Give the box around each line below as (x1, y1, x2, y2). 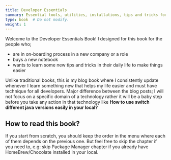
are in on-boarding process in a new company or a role (12, 51, 128, 57)
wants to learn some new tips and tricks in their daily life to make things (12, 62, 163, 68)
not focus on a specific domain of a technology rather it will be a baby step (5, 94, 162, 100)
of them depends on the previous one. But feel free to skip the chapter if (5, 139, 157, 145)
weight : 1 (5, 21, 26, 27)
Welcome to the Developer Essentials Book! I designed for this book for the (5, 36, 163, 42)
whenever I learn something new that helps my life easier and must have (5, 83, 157, 89)
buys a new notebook (12, 57, 59, 63)
